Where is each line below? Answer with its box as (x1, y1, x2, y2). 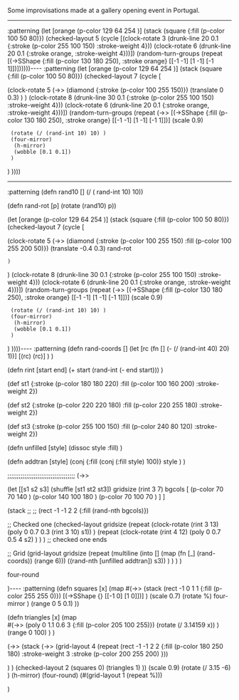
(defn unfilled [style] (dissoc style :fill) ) (7, 444, 123, 451)
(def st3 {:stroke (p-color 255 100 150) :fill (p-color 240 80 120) (7, 422, 193, 430)
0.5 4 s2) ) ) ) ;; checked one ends (7, 536, 107, 543)
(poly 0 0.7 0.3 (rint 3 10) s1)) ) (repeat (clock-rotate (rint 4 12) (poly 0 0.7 (7, 528, 221, 536)
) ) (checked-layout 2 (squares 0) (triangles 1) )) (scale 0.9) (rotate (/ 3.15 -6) (7, 664, 231, 672)
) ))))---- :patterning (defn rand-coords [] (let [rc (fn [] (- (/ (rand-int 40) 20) (7, 345, 230, 352)
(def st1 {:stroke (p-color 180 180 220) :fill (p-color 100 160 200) (7, 380, 195, 387)
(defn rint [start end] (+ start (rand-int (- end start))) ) (7, 366, 164, 374)
